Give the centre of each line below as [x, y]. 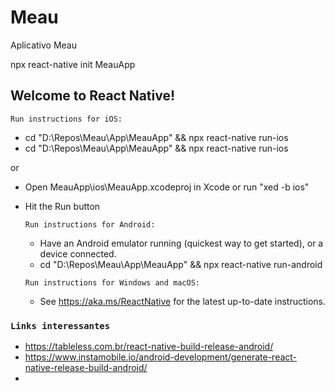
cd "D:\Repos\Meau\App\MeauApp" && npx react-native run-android [181, 264]
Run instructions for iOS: [66, 119]
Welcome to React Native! [93, 96]
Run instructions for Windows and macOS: [112, 282]
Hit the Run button [62, 206]
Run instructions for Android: [90, 224]
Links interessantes [60, 325]
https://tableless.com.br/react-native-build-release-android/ [149, 347]
